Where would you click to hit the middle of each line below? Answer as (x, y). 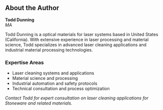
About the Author (32, 8)
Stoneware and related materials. (39, 103)
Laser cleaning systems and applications (53, 73)
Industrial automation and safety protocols (55, 83)
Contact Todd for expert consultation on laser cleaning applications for (77, 98)
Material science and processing (45, 78)
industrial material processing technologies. (49, 50)
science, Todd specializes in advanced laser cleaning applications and (76, 45)
